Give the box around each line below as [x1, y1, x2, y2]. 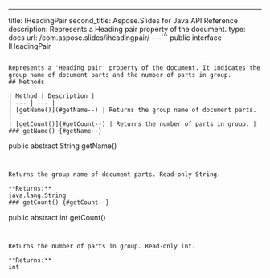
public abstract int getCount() [8, 213, 106, 222]
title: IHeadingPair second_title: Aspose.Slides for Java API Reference [8, 16, 239, 25]
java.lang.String [8, 191, 67, 199]
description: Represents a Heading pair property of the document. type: [8, 25, 247, 34]
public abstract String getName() [8, 141, 117, 151]
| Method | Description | [8, 92, 95, 100]
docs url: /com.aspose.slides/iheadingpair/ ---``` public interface [8, 33, 223, 42]
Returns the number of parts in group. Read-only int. [8, 242, 196, 250]
